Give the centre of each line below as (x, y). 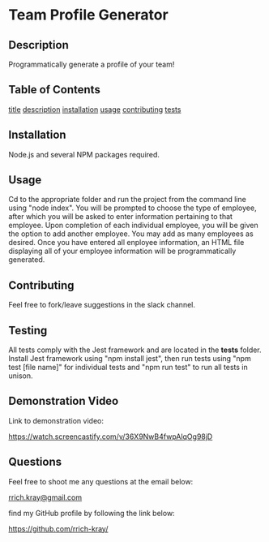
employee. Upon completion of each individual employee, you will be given (134, 226)
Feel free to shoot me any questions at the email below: (101, 481)
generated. (27, 260)
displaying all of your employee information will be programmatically (122, 251)
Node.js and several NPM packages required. (84, 154)
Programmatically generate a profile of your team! (92, 64)
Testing (28, 330)
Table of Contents (55, 90)
